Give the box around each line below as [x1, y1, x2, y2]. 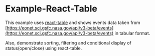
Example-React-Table [5, 3, 98, 14]
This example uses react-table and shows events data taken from [5, 19, 140, 25]
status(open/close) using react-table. [5, 45, 82, 51]
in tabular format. [114, 30, 150, 36]
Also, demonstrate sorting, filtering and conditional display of [5, 39, 132, 45]
